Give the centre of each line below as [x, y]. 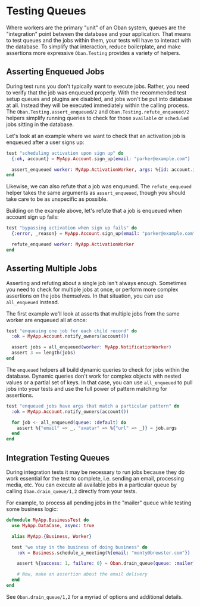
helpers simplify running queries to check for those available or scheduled [98, 118]
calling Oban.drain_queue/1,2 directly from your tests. [72, 491]
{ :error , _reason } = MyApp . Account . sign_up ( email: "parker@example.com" [104, 234]
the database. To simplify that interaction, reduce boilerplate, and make [94, 47]
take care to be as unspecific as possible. [57, 199]
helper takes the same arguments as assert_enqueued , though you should [96, 193]
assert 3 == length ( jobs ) [44, 353]
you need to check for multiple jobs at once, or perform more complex [92, 289]
